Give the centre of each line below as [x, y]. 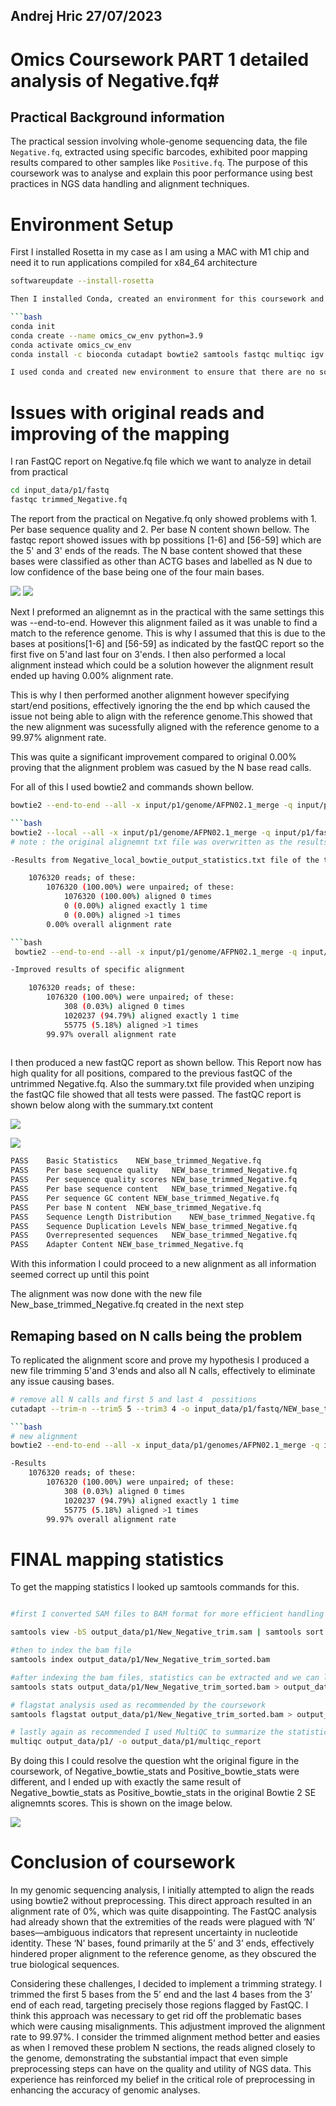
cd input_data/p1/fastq [60, 490]
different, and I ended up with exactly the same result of [126, 1782]
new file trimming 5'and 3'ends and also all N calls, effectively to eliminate [163, 1370]
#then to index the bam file [71, 1650]
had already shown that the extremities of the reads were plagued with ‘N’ [162, 1922]
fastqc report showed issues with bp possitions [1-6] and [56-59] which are [166, 540]
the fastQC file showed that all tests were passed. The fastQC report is [156, 1095]
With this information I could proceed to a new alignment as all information [163, 1264]
